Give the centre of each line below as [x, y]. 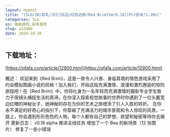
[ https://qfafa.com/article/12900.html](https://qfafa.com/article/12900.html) [84, 68]
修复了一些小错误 [33, 129]
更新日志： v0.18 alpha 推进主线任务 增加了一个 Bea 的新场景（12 [78, 123]
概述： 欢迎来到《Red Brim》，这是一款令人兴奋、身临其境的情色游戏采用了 [83, 78]
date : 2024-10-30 [24, 33]
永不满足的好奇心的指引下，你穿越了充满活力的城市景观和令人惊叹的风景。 [83, 110]
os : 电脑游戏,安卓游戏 [26, 24]
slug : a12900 [19, 29]
